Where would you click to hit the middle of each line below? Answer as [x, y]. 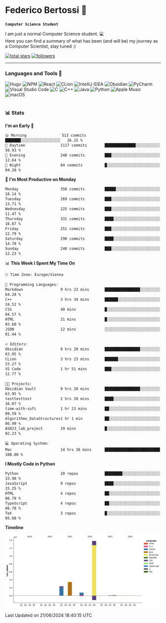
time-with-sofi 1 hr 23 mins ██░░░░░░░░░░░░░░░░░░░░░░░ [83, 409]
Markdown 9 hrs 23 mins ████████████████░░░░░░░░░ [83, 289]
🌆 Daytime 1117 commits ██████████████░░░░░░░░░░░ [83, 145]
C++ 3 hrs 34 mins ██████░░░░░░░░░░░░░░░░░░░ [83, 299]
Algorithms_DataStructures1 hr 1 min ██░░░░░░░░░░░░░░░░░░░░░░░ [83, 418]
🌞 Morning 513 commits [46, 135]
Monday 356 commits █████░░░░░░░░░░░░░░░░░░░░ [83, 189]
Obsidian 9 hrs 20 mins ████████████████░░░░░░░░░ [83, 349]
